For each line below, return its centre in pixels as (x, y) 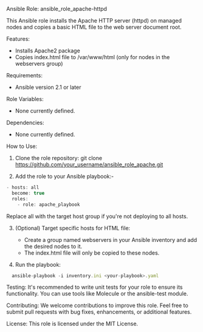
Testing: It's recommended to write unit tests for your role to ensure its (95, 287)
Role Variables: (25, 99)
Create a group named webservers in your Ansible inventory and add (111, 239)
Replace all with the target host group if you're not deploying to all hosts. (97, 216)
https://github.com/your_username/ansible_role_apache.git (89, 164)
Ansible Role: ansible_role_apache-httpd (57, 9)
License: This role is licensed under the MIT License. (72, 324)
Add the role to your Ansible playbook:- (64, 176)
